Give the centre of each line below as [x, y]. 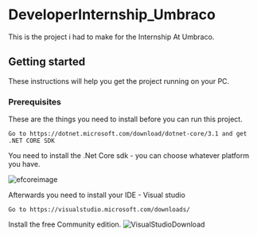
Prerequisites [35, 101]
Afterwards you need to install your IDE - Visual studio [97, 195]
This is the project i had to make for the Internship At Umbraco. [111, 37]
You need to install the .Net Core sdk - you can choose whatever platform [128, 156]
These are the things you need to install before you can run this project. [125, 119]
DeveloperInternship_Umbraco [112, 15]
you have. [24, 164]
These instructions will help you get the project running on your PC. [119, 81]
